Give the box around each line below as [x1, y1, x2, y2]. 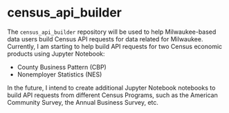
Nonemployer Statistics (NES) [17, 70, 102, 79]
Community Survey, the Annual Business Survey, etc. [7, 98, 159, 106]
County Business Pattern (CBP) [17, 63, 107, 71]
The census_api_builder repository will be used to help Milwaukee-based [7, 28, 217, 36]
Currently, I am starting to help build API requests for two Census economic [7, 42, 223, 50]
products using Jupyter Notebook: [7, 50, 105, 58]
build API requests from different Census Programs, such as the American [7, 91, 218, 99]
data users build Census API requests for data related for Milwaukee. [7, 34, 203, 43]
